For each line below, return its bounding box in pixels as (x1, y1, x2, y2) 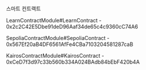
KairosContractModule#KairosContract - (6, 52, 105, 59)
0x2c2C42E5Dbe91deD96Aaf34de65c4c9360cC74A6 (6, 23, 138, 30)
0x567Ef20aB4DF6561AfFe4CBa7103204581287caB (6, 41, 134, 48)
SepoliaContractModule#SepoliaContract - (6, 35, 110, 41)
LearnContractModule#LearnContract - (6, 17, 102, 24)
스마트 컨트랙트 (6, 5, 41, 12)
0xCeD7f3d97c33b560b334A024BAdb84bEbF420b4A (6, 58, 140, 65)
